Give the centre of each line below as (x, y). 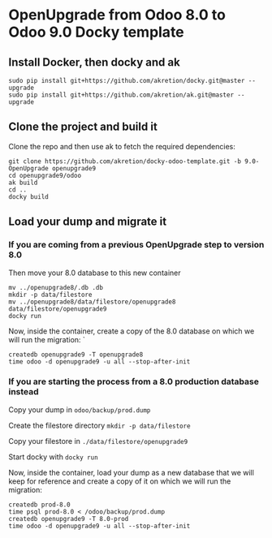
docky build (28, 196)
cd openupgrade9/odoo (45, 175)
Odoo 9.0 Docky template (96, 32)
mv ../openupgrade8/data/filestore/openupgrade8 (92, 302)
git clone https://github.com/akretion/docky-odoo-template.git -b (125, 161)
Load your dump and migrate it (88, 222)
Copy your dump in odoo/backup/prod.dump (80, 409)
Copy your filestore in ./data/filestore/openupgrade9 (98, 441)
